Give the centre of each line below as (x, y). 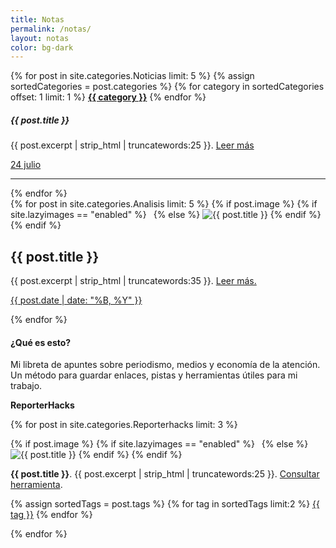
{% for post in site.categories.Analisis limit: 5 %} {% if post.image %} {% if (164, 204)
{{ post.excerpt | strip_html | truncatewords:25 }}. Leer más (132, 145)
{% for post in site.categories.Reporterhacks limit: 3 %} (124, 425)
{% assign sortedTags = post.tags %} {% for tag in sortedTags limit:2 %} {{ (165, 504)
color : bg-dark (42, 47)
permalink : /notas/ (51, 29)
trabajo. (26, 386)
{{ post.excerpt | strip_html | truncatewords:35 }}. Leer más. (133, 281)
